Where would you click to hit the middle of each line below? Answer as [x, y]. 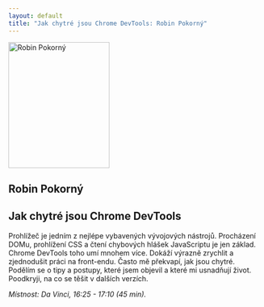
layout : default [36, 16]
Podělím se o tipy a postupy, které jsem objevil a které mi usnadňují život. [130, 270]
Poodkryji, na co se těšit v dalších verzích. [78, 278]
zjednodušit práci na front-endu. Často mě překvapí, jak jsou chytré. [122, 261]
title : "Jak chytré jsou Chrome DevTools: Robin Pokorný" [108, 23]
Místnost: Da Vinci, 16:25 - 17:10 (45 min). [78, 294]
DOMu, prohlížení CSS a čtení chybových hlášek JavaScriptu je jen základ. [132, 244]
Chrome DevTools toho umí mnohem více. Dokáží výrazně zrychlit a [121, 253]
